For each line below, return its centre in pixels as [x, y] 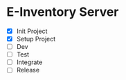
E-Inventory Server [63, 12]
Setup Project [36, 39]
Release [28, 70]
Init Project [32, 31]
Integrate [29, 62]
